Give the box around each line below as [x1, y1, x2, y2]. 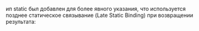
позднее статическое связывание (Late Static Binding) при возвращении [5, 12, 194, 19]
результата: [5, 18, 36, 25]
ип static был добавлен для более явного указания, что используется [5, 5, 186, 12]
